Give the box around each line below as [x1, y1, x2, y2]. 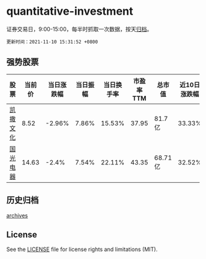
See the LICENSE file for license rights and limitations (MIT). [6, 245, 158, 253]
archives [6, 212, 28, 219]
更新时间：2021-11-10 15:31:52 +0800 [6, 39, 98, 45]
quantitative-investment [6, 4, 134, 18]
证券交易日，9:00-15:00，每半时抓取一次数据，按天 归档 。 [6, 25, 153, 33]
